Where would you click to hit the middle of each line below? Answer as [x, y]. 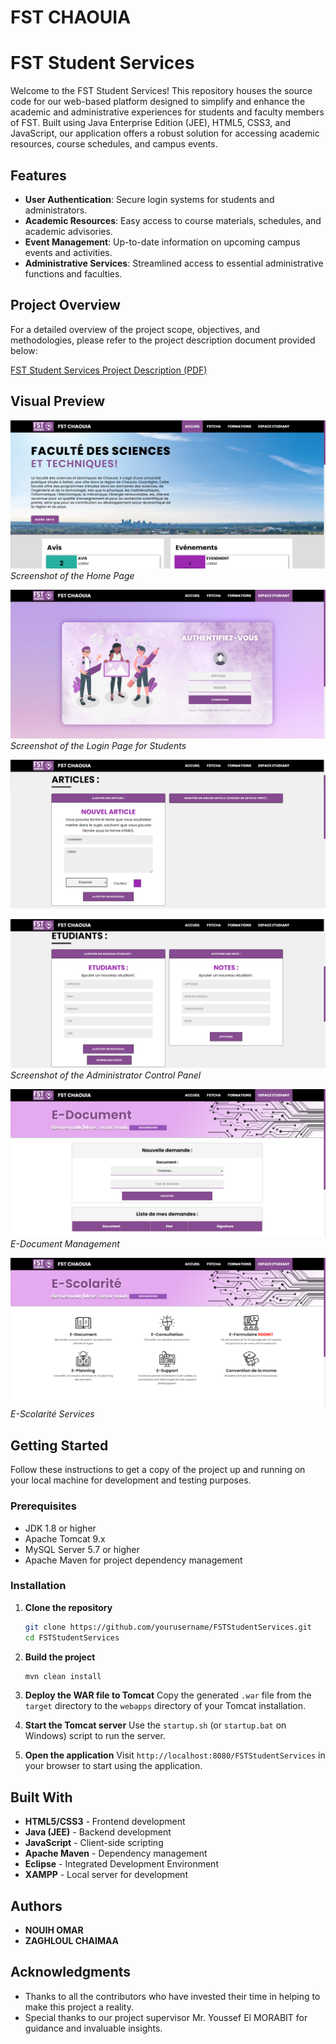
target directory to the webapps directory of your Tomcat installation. [165, 1706]
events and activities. [68, 252]
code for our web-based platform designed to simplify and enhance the [158, 102]
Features [38, 175]
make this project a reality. [79, 2007]
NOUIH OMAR [54, 1930]
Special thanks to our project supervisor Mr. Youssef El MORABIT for [166, 2017]
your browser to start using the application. [113, 1766]
